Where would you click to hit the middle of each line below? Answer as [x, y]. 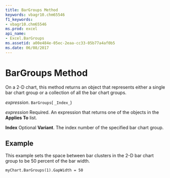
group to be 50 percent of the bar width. [48, 161]
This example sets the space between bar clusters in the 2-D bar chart [80, 156]
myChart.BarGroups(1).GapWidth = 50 [44, 170]
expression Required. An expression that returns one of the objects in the [82, 112]
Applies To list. [21, 117]
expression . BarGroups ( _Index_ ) [39, 102]
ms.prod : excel [21, 29]
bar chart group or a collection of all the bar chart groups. [66, 93]
